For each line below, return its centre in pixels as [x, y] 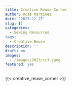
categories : [17, 28]
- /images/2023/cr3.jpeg [35, 60]
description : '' [22, 46]
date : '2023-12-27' [25, 19]
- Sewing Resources [30, 32]
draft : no [15, 51]
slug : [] [14, 23]
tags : [11, 37]
